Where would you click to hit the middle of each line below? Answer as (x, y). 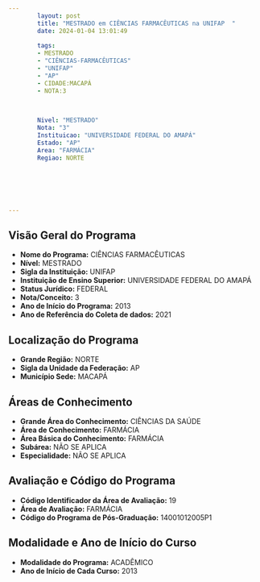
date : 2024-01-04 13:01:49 (83, 31)
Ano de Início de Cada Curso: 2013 (79, 571)
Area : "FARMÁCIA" (66, 150)
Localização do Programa (74, 340)
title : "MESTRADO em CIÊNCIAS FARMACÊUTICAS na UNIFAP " (136, 23)
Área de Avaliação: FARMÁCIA (71, 509)
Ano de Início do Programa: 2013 (75, 306)
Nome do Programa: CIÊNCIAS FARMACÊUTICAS (102, 255)
